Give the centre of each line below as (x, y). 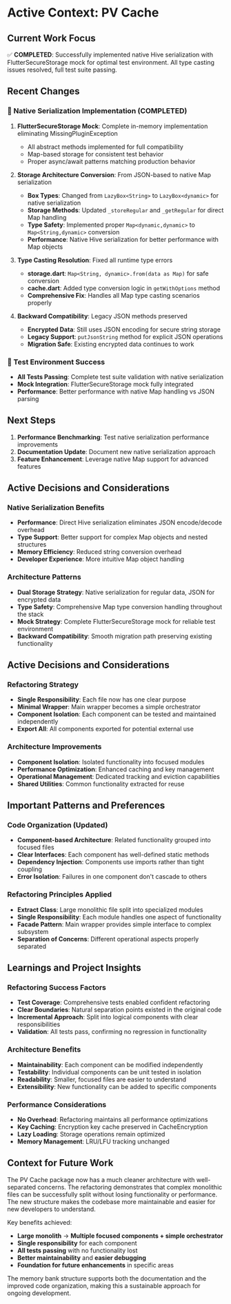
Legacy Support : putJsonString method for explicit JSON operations (125, 336)
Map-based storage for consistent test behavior (96, 154)
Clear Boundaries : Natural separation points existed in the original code (119, 1010)
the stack (30, 614)
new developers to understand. (52, 1209)
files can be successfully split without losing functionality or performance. (112, 1194)
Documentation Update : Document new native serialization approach (116, 451)
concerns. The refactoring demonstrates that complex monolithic (130, 1187)
